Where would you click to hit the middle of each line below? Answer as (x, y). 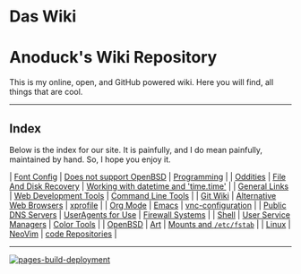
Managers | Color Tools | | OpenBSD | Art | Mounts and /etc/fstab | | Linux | (150, 224)
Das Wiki (43, 17)
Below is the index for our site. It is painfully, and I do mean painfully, (136, 150)
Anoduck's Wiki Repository (113, 58)
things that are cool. (46, 92)
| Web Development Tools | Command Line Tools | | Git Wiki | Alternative (143, 195)
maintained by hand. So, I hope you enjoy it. (90, 159)
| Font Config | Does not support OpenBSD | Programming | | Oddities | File (148, 176)
